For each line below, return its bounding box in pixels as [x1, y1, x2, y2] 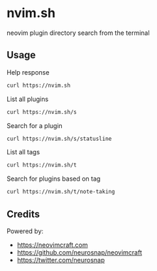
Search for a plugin [6, 121, 63, 129]
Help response [6, 68, 50, 76]
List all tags [6, 148, 40, 156]
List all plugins [6, 95, 49, 103]
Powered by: [6, 226, 44, 235]
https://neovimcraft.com [16, 240, 88, 249]
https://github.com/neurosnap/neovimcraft [16, 248, 143, 257]
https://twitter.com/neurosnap [16, 255, 105, 264]
